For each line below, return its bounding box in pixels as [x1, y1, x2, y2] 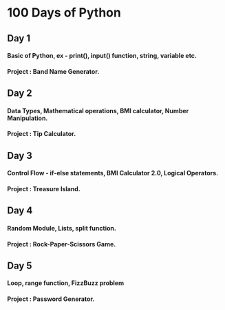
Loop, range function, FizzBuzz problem [7, 279, 125, 287]
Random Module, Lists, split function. [7, 224, 117, 232]
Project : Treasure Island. [7, 184, 81, 193]
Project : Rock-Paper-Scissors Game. [7, 240, 116, 248]
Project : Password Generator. [7, 295, 95, 303]
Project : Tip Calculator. [7, 130, 76, 138]
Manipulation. [7, 114, 48, 122]
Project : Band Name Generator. [7, 67, 100, 75]
